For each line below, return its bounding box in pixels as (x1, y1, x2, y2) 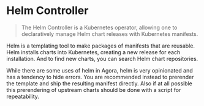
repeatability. (6, 93, 40, 100)
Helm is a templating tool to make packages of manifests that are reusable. (6, 42, 195, 49)
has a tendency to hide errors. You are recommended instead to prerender (6, 73, 194, 80)
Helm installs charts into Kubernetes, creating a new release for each (6, 48, 181, 55)
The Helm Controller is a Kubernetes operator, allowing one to (21, 24, 178, 31)
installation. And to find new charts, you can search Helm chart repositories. (6, 55, 198, 62)
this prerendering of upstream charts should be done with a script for (6, 86, 181, 93)
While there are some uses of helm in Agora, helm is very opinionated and (6, 66, 193, 74)
